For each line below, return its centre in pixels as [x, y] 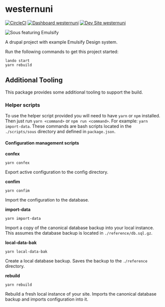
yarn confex [17, 163]
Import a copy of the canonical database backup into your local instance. [80, 228]
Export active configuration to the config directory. [57, 172]
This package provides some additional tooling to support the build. [74, 92]
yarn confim [17, 191]
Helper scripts [23, 105]
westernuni [29, 9]
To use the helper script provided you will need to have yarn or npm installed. [83, 116]
